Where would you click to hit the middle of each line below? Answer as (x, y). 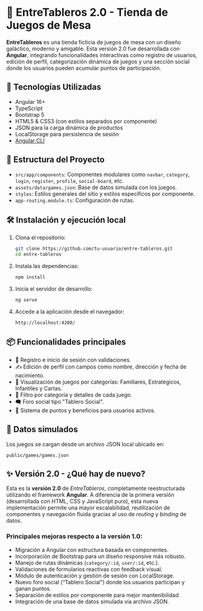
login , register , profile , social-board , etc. (69, 181)
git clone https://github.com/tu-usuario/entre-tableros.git (94, 249)
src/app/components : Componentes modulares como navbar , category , (102, 174)
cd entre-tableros (38, 255)
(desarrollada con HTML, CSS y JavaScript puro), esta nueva (82, 502)
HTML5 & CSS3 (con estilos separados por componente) (86, 121)
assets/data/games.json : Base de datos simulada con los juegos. (96, 187)
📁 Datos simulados (42, 430)
